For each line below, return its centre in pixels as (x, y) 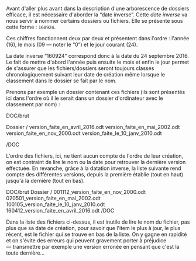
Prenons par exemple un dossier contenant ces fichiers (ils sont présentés (96, 92)
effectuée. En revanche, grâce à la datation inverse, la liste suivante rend (94, 168)
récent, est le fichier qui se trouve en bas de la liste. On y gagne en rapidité (97, 234)
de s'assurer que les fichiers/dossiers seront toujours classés (80, 68)
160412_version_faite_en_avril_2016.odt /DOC (60, 210)
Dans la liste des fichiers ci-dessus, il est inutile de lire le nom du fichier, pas (98, 222)
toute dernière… (25, 253)
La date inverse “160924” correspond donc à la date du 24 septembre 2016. (97, 56)
